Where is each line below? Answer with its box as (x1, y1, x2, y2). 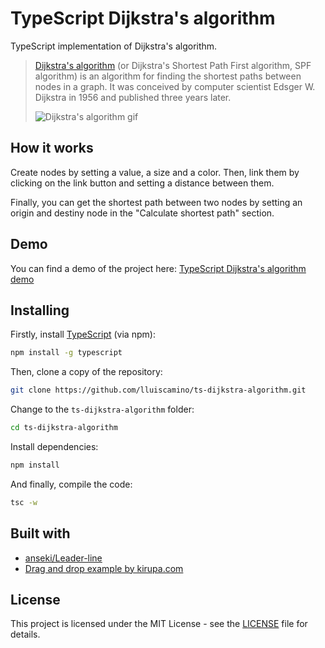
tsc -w (10, 497, 38, 507)
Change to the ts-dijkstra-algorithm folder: (10, 403, 195, 416)
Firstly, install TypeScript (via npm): (10, 328, 156, 341)
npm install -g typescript (10, 348, 123, 358)
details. (10, 628, 41, 641)
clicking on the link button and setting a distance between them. (10, 177, 275, 189)
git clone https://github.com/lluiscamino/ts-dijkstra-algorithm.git (10, 385, 307, 396)
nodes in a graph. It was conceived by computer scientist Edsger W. (34, 80, 316, 92)
